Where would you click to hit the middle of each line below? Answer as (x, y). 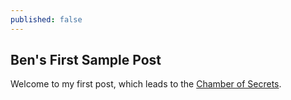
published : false (46, 19)
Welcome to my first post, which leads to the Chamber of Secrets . (146, 84)
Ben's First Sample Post (86, 60)
